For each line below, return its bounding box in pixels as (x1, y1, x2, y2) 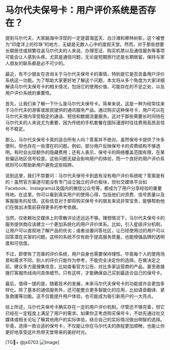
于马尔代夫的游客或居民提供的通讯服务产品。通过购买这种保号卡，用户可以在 (5, 107, 165, 113)
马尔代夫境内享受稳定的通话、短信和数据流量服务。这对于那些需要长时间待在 (5, 113, 165, 119)
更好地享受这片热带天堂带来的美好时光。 (5, 329, 90, 335)
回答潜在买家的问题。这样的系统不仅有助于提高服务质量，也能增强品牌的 (5, 233, 156, 240)
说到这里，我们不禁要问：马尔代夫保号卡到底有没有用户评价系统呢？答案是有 (5, 172, 165, 178)
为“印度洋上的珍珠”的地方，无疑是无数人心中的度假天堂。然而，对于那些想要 (5, 41, 164, 47)
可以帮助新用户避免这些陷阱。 (14, 162, 76, 168)
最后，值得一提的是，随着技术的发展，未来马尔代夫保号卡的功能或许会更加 (5, 280, 160, 286)
